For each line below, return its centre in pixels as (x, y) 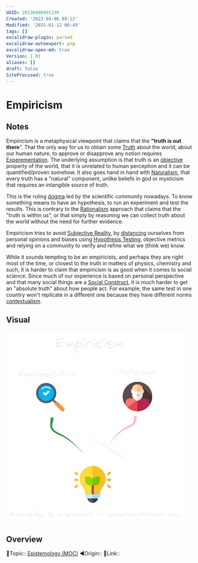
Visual (18, 320)
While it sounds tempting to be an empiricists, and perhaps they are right (95, 257)
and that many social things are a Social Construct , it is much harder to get (97, 282)
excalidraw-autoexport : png (41, 44)
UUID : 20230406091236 (33, 12)
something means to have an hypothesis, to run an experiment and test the (97, 203)
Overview (25, 539)
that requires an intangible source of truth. (58, 185)
